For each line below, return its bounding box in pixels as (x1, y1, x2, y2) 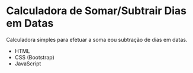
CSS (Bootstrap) (14, 54, 55, 61)
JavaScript (14, 60, 41, 67)
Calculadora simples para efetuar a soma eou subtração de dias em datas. (6, 36, 188, 43)
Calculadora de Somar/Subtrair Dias (6, 4, 187, 18)
